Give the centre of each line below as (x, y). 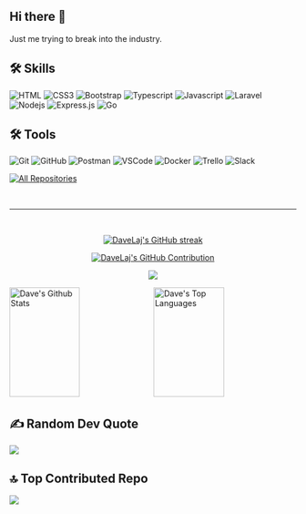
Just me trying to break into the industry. (86, 38)
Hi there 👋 (38, 17)
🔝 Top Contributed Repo (79, 478)
